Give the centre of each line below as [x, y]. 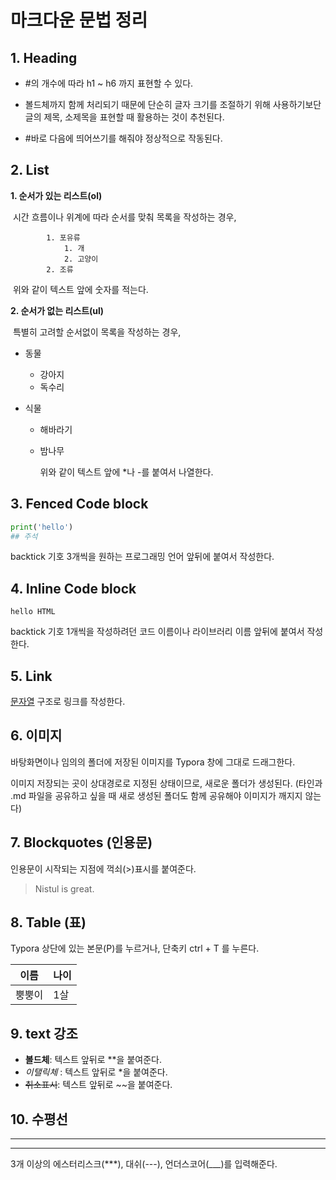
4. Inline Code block [73, 588]
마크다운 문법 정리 [79, 20]
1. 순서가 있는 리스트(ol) [56, 195]
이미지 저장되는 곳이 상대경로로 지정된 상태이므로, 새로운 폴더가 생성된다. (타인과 [166, 783]
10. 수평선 [39, 1119]
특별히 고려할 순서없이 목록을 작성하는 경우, [97, 332]
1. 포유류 [63, 237]
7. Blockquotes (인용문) [81, 842]
